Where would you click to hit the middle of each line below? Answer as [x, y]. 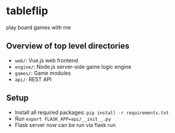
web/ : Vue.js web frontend [46, 60]
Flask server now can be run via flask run [65, 125]
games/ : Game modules [43, 73]
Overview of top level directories [68, 46]
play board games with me [39, 27]
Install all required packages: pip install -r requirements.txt [92, 112]
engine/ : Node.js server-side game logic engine [73, 66]
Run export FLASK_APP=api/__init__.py [63, 118]
